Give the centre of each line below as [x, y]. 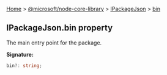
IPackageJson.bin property [60, 28]
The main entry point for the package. [54, 43]
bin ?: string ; [24, 66]
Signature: [20, 54]
